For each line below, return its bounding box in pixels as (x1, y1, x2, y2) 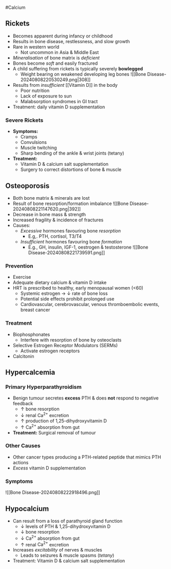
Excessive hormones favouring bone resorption (20, 227, 121, 234)
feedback (12, 401, 33, 407)
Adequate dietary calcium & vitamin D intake (12, 279, 107, 286)
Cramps (20, 134, 37, 140)
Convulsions (20, 139, 47, 145)
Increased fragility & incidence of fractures (12, 217, 104, 223)
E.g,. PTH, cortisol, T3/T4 (28, 233, 82, 239)
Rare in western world (12, 44, 60, 50)
